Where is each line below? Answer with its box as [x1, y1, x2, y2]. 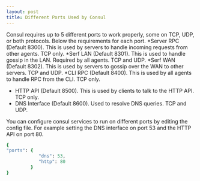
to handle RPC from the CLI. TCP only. [6, 76, 101, 83]
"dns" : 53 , [38, 153, 66, 159]
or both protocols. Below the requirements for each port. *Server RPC [6, 37, 180, 44]
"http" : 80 [38, 159, 66, 165]
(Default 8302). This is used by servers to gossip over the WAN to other [6, 62, 184, 70]
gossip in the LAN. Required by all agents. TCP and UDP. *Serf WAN [6, 56, 175, 64]
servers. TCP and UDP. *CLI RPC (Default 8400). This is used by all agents [6, 69, 192, 76]
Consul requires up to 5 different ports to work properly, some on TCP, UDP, [6, 31, 195, 38]
